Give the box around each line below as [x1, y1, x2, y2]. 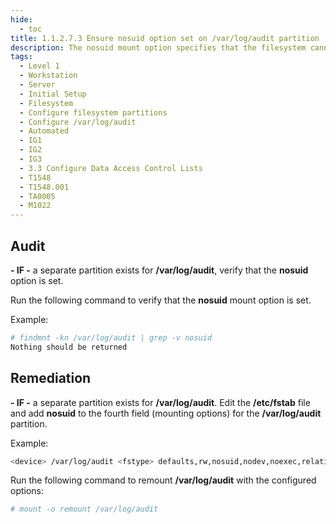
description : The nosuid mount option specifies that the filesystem [10, 42, 307, 53]
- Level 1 [19, 61, 60, 71]
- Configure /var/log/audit [19, 117, 137, 127]
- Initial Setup [19, 89, 87, 99]
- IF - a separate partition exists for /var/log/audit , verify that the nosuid [10, 264, 309, 276]
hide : [10, 14, 33, 25]
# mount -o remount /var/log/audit [10, 504, 159, 515]
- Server [19, 80, 56, 90]
